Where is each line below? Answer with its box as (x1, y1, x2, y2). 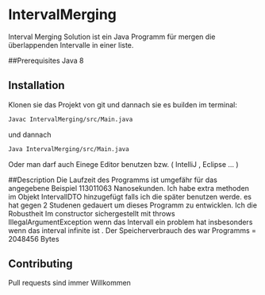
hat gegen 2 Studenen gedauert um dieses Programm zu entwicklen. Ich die (8, 200, 258, 210)
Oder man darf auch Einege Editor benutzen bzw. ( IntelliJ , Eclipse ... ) (8, 159, 240, 169)
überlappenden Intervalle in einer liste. (8, 40, 134, 49)
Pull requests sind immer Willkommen (8, 278, 131, 288)
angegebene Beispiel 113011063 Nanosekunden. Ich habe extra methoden (8, 183, 250, 192)
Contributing (8, 257, 73, 270)
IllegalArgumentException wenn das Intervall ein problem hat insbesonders (8, 217, 253, 227)
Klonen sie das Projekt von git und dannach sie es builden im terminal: (8, 99, 238, 109)
